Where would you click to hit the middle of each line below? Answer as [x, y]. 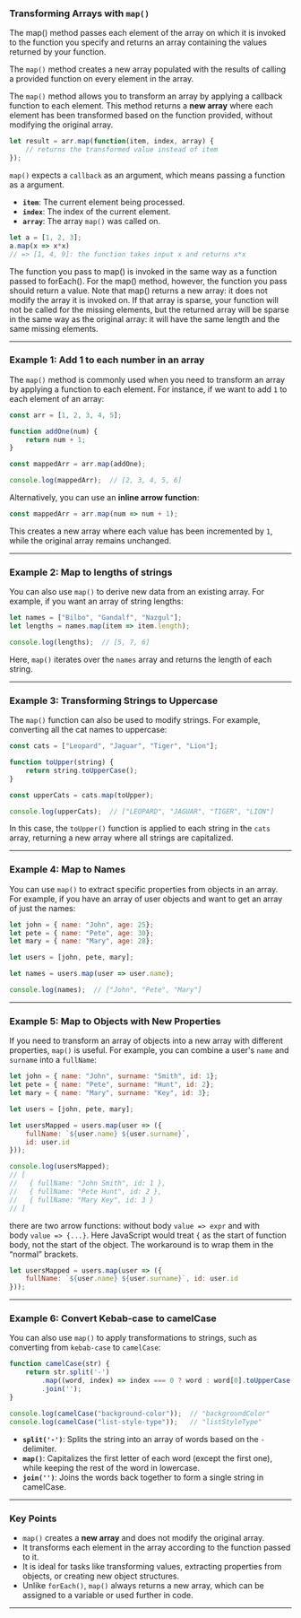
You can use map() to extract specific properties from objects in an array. [144, 889]
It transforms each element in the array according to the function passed [156, 1547]
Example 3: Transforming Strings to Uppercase [114, 700]
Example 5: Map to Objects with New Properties [115, 1021]
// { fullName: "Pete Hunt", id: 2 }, [86, 1191]
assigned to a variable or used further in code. [108, 1595]
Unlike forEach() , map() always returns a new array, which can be [143, 1585]
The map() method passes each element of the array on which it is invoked [148, 33]
